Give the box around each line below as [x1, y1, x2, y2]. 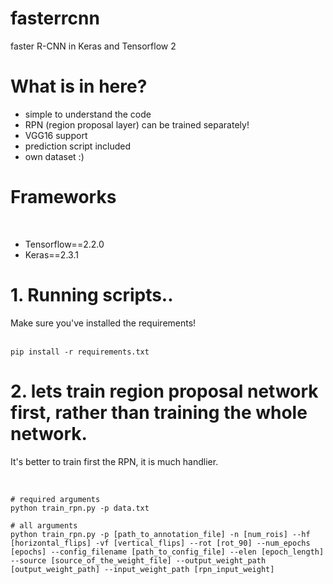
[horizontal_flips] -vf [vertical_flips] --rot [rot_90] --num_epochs [10, 538, 311, 548]
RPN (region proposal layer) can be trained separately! [24, 118, 250, 131]
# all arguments [10, 520, 78, 531]
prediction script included [24, 140, 132, 152]
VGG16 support [24, 129, 88, 141]
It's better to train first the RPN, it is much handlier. [10, 455, 219, 467]
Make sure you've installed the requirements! [10, 317, 197, 329]
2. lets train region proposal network [10, 380, 319, 402]
